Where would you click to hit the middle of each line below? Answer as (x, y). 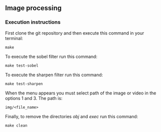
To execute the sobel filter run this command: (51, 56)
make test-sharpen (24, 84)
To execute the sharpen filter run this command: (54, 75)
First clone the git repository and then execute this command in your (75, 33)
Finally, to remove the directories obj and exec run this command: (72, 116)
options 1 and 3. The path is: (34, 98)
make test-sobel (22, 66)
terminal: (14, 38)
